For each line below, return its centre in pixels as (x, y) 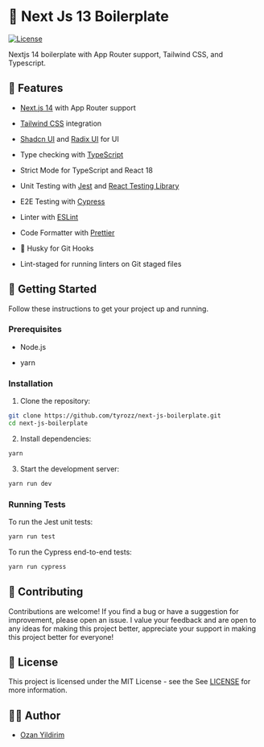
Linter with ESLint (49, 217)
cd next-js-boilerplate (48, 423)
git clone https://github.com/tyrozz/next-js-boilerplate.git (115, 416)
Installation (31, 384)
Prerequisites (35, 330)
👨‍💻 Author (35, 715)
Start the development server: (70, 469)
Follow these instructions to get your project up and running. (109, 309)
